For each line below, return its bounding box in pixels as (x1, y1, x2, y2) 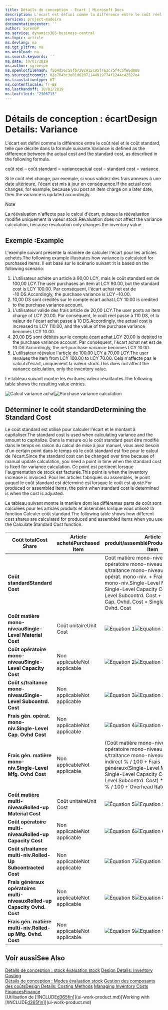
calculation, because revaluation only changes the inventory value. (5, 222, 143, 228)
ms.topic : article (5, 36, 43, 41)
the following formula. (5, 156, 50, 162)
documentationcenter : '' (5, 21, 57, 27)
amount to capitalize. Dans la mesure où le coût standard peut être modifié (5, 437, 159, 443)
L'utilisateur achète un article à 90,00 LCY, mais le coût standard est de (12, 275, 159, 281)
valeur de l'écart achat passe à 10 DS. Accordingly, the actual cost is (12, 318, 152, 324)
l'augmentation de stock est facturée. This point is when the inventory (5, 469, 148, 475)
